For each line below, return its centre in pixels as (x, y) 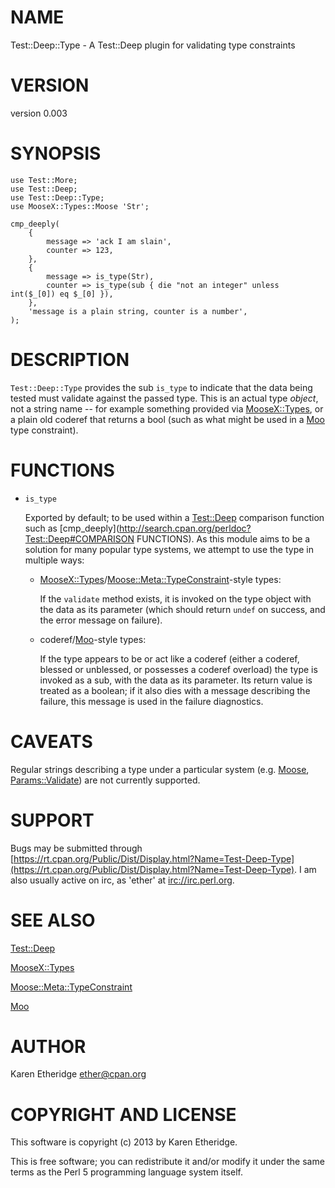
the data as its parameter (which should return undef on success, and (182, 609)
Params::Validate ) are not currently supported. (105, 780)
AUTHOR (48, 1046)
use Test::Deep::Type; (57, 197)
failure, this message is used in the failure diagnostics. (151, 701)
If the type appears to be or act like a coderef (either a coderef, (169, 658)
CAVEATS (51, 741)
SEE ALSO (53, 920)
